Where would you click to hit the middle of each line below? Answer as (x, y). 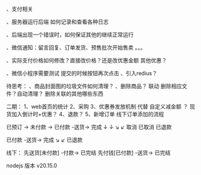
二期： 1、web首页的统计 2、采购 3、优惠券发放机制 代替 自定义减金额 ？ (97, 107)
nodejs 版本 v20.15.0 (32, 166)
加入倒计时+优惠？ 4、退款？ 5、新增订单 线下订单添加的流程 (88, 114)
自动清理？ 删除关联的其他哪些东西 (60, 94)
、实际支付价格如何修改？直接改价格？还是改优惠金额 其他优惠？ (87, 60)
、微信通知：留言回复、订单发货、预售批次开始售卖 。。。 (76, 48)
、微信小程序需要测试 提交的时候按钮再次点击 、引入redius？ (82, 73)
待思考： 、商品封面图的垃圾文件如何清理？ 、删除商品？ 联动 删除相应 (94, 86)
